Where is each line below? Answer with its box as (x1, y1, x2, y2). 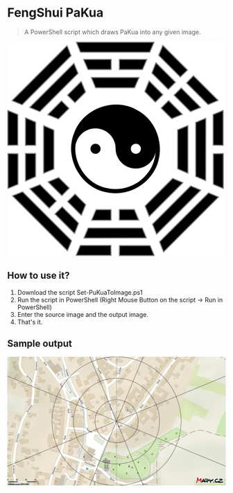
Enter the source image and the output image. (17, 310, 149, 318)
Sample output (7, 338, 73, 349)
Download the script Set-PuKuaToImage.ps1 (17, 288, 144, 296)
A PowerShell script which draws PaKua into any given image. (24, 28, 201, 36)
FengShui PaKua (7, 5, 104, 21)
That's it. (17, 318, 43, 326)
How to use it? (7, 270, 70, 282)
